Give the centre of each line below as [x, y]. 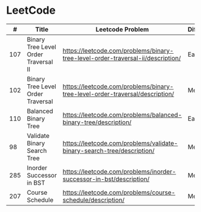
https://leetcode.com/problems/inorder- [119, 171]
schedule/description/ [94, 199]
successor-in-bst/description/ [106, 179]
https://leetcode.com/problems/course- [119, 192]
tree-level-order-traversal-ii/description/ [122, 58]
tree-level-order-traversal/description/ [118, 94]
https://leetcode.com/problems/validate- [120, 143]
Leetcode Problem [122, 29]
